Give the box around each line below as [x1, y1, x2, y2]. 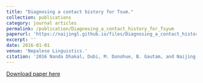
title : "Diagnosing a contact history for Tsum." [6, 8, 134, 15]
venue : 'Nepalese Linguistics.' [6, 48, 88, 54]
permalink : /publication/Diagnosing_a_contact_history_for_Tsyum [6, 25, 174, 32]
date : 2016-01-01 [6, 43, 50, 49]
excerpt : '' [6, 37, 36, 43]
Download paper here [6, 70, 60, 77]
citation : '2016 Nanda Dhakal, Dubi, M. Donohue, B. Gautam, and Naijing [6, 54, 196, 60]
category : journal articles [6, 20, 77, 26]
